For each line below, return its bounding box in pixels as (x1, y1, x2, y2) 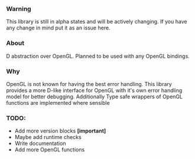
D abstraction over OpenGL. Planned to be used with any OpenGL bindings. (6, 52, 190, 59)
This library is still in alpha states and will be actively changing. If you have (6, 18, 187, 25)
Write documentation (14, 140, 66, 147)
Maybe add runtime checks (14, 134, 82, 141)
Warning (6, 5, 31, 13)
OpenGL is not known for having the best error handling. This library (6, 80, 173, 87)
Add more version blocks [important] (14, 127, 106, 134)
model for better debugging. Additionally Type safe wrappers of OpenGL (6, 93, 183, 100)
